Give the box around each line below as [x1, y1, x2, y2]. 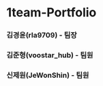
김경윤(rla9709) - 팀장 [6, 31, 78, 40]
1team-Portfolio [6, 5, 97, 20]
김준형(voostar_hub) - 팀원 [6, 51, 93, 60]
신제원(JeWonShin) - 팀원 [6, 70, 89, 80]
